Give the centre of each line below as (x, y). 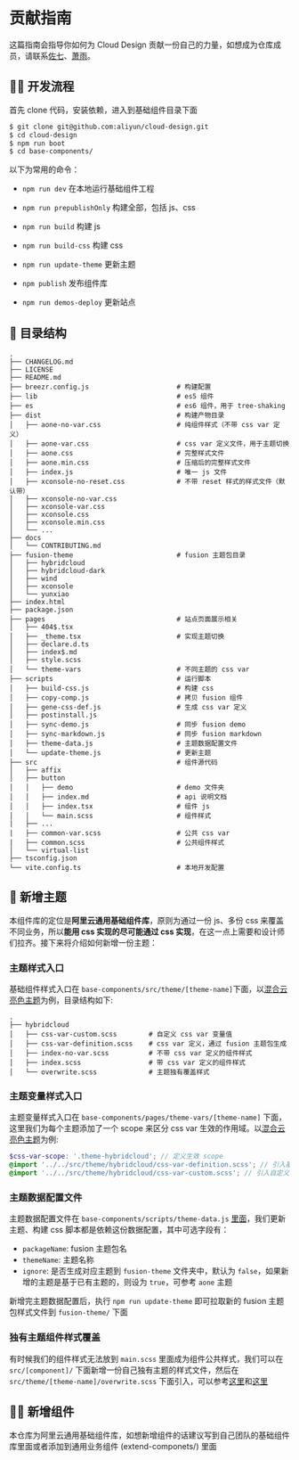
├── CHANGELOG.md (41, 362)
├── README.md (36, 378)
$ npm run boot (37, 144)
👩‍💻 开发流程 (42, 87)
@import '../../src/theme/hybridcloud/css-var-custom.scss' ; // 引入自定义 (149, 1173)
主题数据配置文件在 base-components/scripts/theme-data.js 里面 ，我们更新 (148, 1218)
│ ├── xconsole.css (49, 515)
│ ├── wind (33, 579)
